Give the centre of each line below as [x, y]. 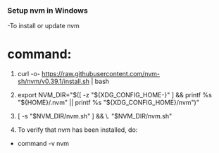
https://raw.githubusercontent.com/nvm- [101, 74]
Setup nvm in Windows [48, 11]
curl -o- [29, 74]
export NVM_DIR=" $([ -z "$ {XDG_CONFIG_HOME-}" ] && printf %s [115, 95]
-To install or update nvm [43, 26]
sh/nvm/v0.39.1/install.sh [54, 81]
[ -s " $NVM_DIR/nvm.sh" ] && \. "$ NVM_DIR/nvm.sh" [95, 116]
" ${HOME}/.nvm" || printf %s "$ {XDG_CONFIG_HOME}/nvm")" [108, 103]
